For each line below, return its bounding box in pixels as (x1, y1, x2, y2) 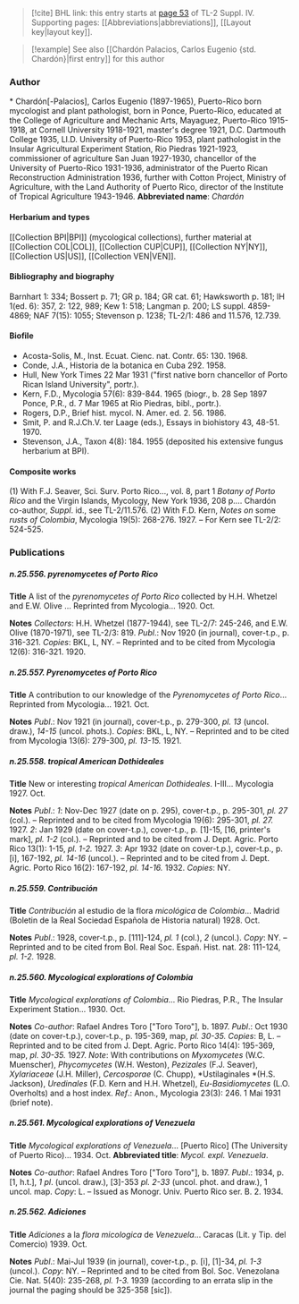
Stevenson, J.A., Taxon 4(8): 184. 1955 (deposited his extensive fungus (21, 436, 284, 447)
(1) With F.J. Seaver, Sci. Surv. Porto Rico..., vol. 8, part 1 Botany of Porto (9, 486, 276, 497)
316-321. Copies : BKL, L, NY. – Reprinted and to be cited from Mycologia (9, 637, 276, 647)
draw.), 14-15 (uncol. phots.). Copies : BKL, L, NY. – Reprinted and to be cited (9, 725, 290, 737)
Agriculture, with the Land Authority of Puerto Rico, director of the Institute (9, 182, 284, 192)
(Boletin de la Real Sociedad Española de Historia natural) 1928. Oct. (9, 915, 261, 925)
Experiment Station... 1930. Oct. (9, 1003, 126, 1014)
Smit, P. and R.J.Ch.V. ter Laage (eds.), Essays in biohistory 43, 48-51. (21, 416, 279, 428)
